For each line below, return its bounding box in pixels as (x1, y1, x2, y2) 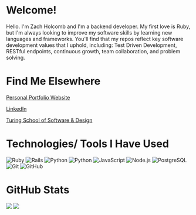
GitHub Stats (6, 183, 70, 196)
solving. (6, 54, 25, 61)
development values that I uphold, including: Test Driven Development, (6, 42, 177, 49)
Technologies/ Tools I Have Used (6, 137, 169, 151)
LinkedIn (6, 105, 27, 112)
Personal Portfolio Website (6, 94, 70, 101)
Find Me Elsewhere (6, 74, 101, 88)
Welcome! (6, 4, 57, 17)
